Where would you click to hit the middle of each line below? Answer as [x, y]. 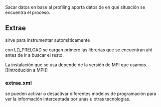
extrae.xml [19, 83]
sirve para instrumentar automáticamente [48, 40]
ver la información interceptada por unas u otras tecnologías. [68, 99]
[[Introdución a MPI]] [27, 70]
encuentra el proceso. [28, 12]
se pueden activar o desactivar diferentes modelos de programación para [81, 94]
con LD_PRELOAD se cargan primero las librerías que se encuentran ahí [79, 50]
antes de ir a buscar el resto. [34, 55]
